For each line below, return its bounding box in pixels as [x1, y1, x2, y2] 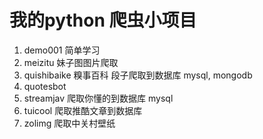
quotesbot [23, 80, 67, 92]
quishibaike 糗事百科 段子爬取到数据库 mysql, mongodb [23, 69, 253, 81]
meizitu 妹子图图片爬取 [23, 56, 119, 68]
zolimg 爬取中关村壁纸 [23, 117, 116, 129]
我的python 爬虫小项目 [9, 9, 197, 32]
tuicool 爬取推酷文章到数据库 [23, 104, 143, 116]
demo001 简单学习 [23, 44, 101, 56]
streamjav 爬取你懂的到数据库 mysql [23, 92, 174, 104]
